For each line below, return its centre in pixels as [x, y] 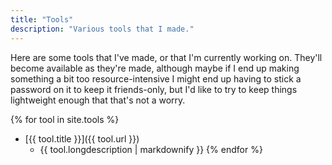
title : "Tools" [42, 19]
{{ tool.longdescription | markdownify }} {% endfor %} [151, 149]
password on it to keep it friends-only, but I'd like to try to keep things [154, 89]
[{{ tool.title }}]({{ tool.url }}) [82, 138]
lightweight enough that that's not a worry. [98, 100]
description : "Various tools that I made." [102, 29]
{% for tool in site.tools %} [65, 119]
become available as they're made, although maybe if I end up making [155, 68]
